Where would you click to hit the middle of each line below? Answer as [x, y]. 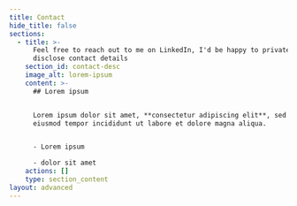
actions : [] [47, 172]
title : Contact [37, 17]
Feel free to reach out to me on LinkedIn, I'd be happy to [145, 50]
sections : [27, 34]
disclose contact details [80, 58]
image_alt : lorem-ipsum [69, 75]
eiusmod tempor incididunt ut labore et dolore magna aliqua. [149, 123]
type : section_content [67, 179]
